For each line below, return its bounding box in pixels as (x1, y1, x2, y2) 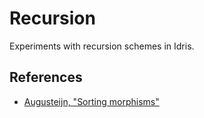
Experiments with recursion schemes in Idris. (9, 40, 195, 52)
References (9, 69, 83, 86)
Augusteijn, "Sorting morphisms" (23, 95, 160, 107)
